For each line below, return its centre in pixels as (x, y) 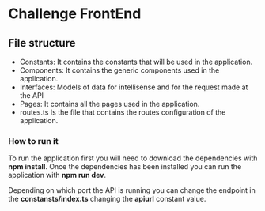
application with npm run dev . (57, 175)
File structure (42, 43)
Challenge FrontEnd (75, 14)
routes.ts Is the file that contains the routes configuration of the (123, 112)
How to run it (33, 141)
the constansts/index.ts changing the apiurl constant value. (107, 199)
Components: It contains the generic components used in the (119, 70)
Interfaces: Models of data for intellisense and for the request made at (134, 87)
